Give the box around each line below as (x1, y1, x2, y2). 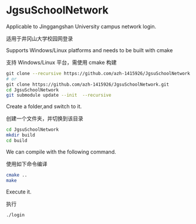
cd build (6, 138, 28, 144)
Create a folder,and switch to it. (6, 103, 82, 110)
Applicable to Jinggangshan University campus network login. (6, 23, 157, 30)
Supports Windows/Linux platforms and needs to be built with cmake (6, 46, 173, 53)
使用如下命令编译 (6, 160, 48, 167)
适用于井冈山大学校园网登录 (6, 35, 73, 42)
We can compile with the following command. (6, 148, 116, 155)
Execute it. (6, 188, 32, 195)
